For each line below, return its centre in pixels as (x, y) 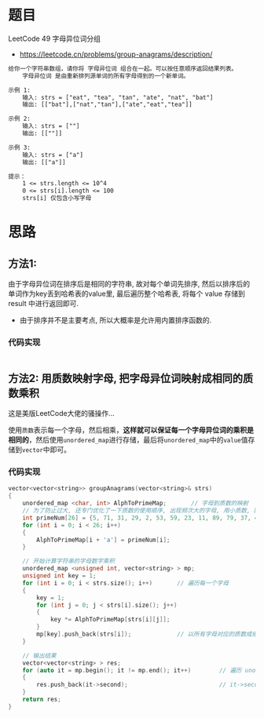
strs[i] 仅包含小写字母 (57, 199)
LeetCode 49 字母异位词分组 (54, 38)
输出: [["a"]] (44, 162)
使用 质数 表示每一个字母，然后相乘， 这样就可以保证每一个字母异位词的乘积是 (131, 430)
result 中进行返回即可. (44, 304)
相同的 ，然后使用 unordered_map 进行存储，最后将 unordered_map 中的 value (125, 440)
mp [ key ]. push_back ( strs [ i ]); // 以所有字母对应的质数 (141, 634)
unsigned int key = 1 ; (59, 576)
